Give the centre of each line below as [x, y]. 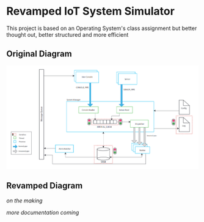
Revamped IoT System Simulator [91, 11]
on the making [24, 201]
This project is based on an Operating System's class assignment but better [102, 28]
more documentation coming [43, 212]
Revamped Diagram [45, 186]
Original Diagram [39, 54]
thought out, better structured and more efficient [67, 34]
